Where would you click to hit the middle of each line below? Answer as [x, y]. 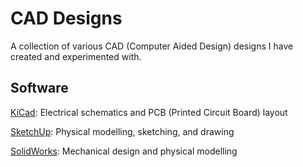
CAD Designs [66, 18]
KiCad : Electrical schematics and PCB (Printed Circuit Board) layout [149, 112]
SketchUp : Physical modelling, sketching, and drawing [122, 131]
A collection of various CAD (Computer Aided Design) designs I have [152, 46]
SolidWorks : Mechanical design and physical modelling [124, 151]
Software [39, 88]
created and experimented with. [76, 56]
